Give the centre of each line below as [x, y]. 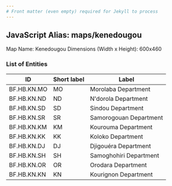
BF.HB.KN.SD [27, 108]
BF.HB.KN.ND [28, 99]
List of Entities [27, 64]
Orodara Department [118, 165]
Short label [69, 79]
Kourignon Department [121, 174]
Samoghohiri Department [125, 155]
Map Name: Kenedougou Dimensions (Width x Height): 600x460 [84, 49]
